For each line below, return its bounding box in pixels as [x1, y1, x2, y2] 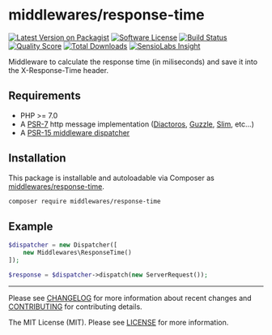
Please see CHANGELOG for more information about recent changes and [8, 293, 253, 303]
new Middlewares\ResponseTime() [23, 249, 132, 257]
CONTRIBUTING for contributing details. [8, 302, 143, 311]
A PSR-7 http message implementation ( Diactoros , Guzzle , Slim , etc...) [19, 119, 255, 129]
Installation [8, 152, 66, 165]
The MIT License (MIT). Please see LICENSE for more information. [8, 317, 229, 327]
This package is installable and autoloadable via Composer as [8, 173, 215, 183]
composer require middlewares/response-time [8, 197, 161, 205]
